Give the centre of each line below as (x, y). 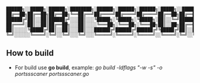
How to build (30, 53)
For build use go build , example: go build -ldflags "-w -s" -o (88, 67)
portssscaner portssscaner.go (52, 74)
